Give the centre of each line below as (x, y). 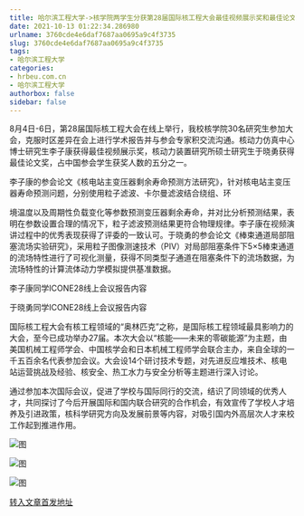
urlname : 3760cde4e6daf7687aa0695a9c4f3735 (93, 34)
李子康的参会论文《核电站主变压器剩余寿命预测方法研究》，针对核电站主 (142, 182)
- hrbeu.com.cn (38, 77)
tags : (19, 52)
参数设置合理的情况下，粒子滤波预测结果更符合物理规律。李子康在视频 (156, 224)
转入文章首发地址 (41, 502)
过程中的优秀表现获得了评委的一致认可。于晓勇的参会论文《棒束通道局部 (152, 235)
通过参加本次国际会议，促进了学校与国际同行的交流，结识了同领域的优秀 (144, 391)
